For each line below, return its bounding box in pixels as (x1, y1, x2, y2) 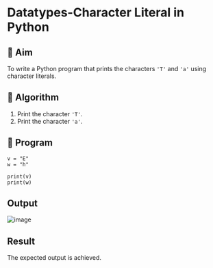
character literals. (7, 72, 57, 80)
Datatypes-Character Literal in (7, 5, 185, 21)
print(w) (7, 179, 32, 186)
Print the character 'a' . (16, 117, 83, 125)
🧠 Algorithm (7, 92, 60, 103)
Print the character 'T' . (16, 109, 83, 118)
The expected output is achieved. (7, 254, 101, 262)
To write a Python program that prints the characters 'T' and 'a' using (7, 65, 207, 72)
